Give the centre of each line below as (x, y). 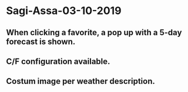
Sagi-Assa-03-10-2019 (64, 11)
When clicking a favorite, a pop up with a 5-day (94, 33)
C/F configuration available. (58, 61)
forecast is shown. (41, 41)
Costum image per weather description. (81, 81)
